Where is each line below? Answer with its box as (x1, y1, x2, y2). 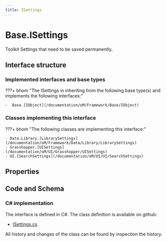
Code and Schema (5, 185, 64, 193)
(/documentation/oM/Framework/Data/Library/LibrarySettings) (5, 140, 137, 145)
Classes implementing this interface (5, 115, 96, 122)
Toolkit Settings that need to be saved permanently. (5, 46, 113, 52)
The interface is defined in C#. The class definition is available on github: (5, 211, 157, 217)
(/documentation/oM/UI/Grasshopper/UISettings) (5, 149, 108, 154)
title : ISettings (5, 7, 42, 13)
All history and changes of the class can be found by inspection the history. (5, 231, 163, 237)
